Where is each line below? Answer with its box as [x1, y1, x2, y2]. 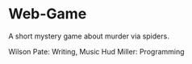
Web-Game [8, 5, 87, 23]
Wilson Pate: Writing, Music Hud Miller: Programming [8, 46, 185, 56]
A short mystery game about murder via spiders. [8, 31, 169, 41]
